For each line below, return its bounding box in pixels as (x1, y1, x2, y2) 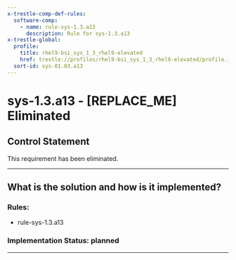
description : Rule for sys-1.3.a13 (25, 30, 131, 37)
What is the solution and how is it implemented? (7, 181, 221, 193)
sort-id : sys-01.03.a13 (13, 63, 83, 70)
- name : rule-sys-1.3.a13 (20, 23, 96, 30)
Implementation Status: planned (7, 236, 119, 246)
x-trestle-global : (7, 37, 61, 44)
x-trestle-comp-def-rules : (7, 10, 86, 18)
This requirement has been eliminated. (7, 154, 119, 162)
